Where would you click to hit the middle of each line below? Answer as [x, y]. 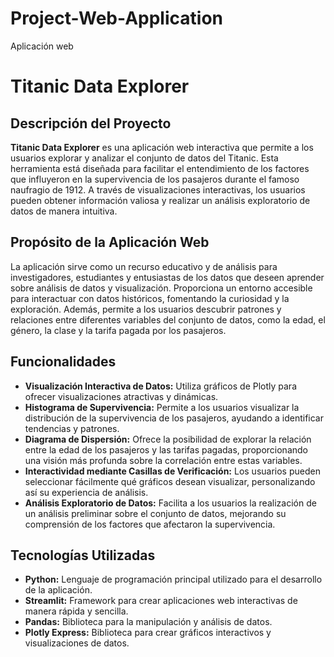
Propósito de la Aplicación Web [110, 242]
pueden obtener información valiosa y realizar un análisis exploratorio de [160, 200]
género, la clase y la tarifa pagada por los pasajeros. [118, 330]
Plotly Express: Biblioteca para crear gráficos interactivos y [148, 633]
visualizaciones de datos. [77, 643]
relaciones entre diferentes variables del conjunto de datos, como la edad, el [168, 319]
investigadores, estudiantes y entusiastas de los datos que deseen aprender [167, 277]
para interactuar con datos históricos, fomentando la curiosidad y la [150, 298]
